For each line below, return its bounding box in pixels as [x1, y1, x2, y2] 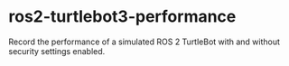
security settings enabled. [8, 45, 106, 56]
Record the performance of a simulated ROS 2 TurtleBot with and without [8, 36, 281, 47]
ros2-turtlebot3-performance [8, 6, 237, 27]
